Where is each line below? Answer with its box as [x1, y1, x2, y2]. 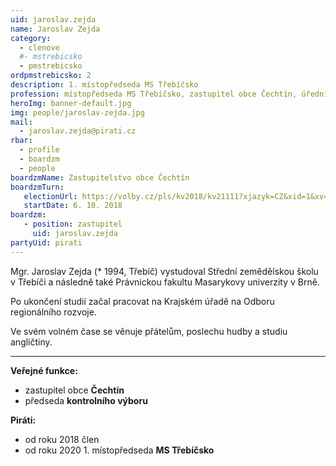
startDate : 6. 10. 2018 [23, 201, 123, 211]
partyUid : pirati [10, 237, 83, 248]
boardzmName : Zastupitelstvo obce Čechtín [10, 172, 190, 183]
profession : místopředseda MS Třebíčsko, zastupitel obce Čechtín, [10, 89, 298, 99]
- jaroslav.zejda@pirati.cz [19, 126, 137, 136]
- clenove [19, 42, 60, 53]
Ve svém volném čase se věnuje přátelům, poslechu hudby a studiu [10, 325, 288, 337]
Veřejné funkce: [10, 364, 78, 376]
